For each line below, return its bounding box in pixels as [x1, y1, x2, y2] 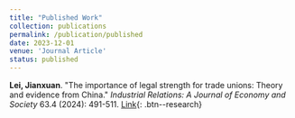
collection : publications [9, 22, 106, 31]
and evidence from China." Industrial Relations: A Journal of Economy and [9, 89, 286, 100]
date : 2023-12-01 [9, 38, 75, 48]
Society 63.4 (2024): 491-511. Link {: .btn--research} [9, 99, 203, 109]
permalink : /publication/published [9, 30, 143, 39]
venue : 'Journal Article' [9, 47, 106, 56]
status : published [9, 55, 78, 64]
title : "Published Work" [9, 13, 103, 23]
